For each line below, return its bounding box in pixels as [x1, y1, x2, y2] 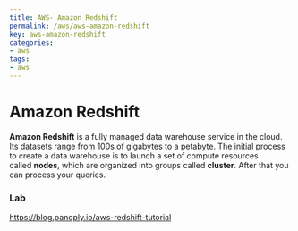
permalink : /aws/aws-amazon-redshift [9, 21, 150, 30]
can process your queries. [9, 169, 106, 180]
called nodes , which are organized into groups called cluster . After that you [9, 159, 289, 170]
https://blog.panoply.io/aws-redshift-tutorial [9, 212, 172, 223]
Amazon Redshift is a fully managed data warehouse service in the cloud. [9, 131, 283, 141]
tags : [9, 55, 30, 64]
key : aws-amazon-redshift [9, 30, 106, 38]
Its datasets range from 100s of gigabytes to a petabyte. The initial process [9, 141, 286, 151]
